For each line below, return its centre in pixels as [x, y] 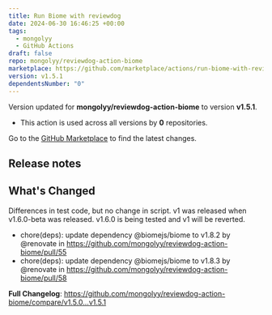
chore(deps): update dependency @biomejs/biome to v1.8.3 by [125, 261]
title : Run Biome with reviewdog [65, 16]
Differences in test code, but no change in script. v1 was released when [127, 211]
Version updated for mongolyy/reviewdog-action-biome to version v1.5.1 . [133, 107]
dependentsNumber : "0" [47, 83]
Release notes [45, 163]
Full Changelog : [35, 293]
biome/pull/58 [43, 278]
